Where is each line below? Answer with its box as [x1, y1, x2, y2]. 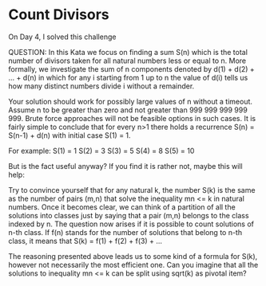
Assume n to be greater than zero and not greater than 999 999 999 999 [8, 105, 248, 115]
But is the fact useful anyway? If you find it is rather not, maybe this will [8, 161, 243, 170]
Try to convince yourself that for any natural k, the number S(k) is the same [8, 185, 256, 194]
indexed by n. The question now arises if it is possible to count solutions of [8, 219, 254, 229]
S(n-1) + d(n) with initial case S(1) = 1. [8, 130, 131, 140]
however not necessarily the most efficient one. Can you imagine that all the [8, 260, 259, 269]
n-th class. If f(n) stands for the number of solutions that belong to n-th [8, 227, 242, 237]
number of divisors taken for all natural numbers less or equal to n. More [8, 56, 247, 65]
